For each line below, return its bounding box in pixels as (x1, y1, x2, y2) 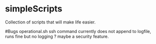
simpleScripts (5, 3, 63, 14)
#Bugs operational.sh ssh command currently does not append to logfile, (5, 28, 152, 34)
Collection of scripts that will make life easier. (5, 19, 96, 25)
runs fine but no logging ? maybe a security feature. (5, 33, 109, 39)
